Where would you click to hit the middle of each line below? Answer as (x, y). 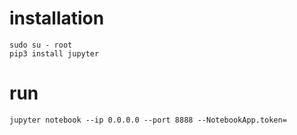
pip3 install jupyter (54, 53)
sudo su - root (41, 45)
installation (57, 18)
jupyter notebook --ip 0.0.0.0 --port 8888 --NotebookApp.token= (148, 120)
